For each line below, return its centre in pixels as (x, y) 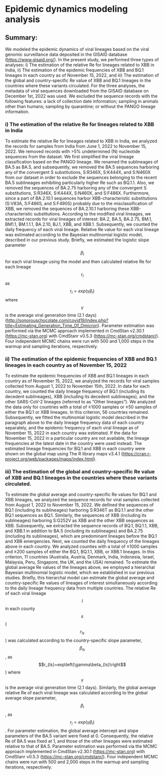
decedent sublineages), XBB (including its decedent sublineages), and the (80, 396)
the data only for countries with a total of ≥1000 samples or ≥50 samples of (81, 407)
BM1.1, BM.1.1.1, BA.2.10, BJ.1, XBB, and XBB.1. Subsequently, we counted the (81, 224)
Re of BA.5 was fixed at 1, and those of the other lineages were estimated (79, 741)
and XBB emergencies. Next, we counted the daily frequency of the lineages (82, 541)
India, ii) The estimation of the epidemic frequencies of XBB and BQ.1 (74, 70)
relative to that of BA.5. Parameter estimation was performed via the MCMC (81, 746)
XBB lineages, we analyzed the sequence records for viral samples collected (82, 500)
